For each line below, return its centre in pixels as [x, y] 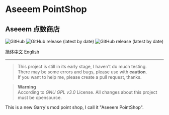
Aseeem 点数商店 [32, 29]
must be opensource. [39, 97]
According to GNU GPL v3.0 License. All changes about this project [87, 92]
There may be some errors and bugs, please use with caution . [82, 72]
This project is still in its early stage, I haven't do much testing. [82, 67]
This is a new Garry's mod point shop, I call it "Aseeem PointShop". [75, 107]
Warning [27, 87]
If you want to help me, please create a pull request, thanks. [79, 77]
